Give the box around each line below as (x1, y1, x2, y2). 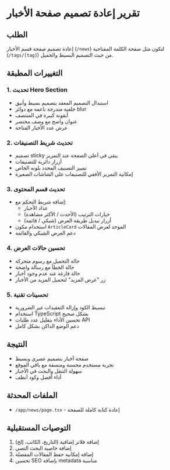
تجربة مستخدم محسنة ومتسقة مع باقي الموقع (15, 361, 114, 368)
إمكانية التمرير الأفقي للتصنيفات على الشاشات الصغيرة (15, 170, 133, 177)
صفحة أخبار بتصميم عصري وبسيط (15, 355, 89, 362)
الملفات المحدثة (6, 390, 58, 400)
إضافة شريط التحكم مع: (15, 198, 66, 205)
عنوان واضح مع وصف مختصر (15, 117, 77, 125)
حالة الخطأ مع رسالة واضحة (15, 264, 75, 271)
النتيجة (6, 340, 28, 350)
